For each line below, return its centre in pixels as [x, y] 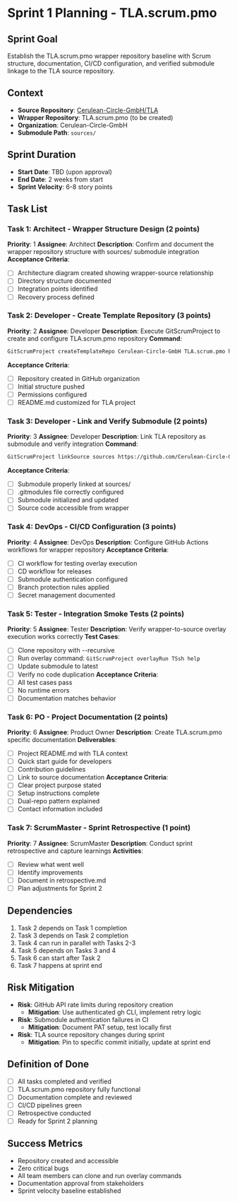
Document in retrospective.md [62, 880]
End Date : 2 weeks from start [60, 179]
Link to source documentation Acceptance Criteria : [93, 777]
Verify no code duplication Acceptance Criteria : [88, 674]
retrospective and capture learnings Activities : [75, 851]
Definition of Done [48, 1064]
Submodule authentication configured [73, 579]
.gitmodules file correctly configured [71, 492]
